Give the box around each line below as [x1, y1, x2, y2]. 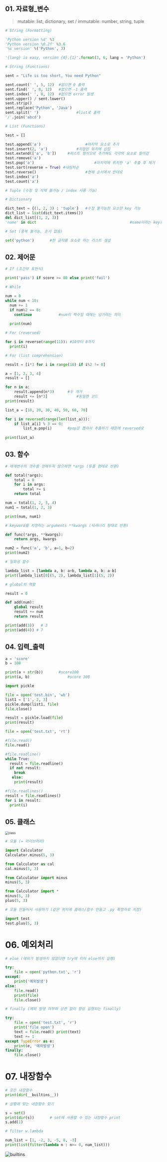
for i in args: [14, 482, 46, 487]
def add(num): [5, 600, 35, 605]
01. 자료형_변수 [5, 4, 50, 13]
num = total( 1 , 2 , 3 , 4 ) [5, 501, 57, 506]
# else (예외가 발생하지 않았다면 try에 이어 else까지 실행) [5, 956, 116, 961]
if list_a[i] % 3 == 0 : [14, 421, 64, 426]
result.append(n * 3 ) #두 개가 [14, 389, 83, 394]
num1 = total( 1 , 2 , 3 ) [5, 505, 52, 510]
